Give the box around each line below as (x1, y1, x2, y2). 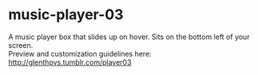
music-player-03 (8, 6, 124, 24)
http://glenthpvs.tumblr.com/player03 (8, 57, 132, 67)
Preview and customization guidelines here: (8, 49, 152, 58)
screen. (8, 40, 34, 49)
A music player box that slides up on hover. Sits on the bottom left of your (8, 32, 250, 41)
